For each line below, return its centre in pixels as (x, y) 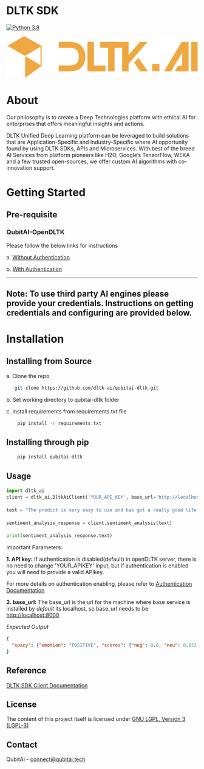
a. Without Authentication (38, 257)
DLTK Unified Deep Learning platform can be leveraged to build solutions (98, 135)
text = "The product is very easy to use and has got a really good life (102, 510)
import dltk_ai (25, 491)
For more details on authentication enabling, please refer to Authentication (99, 584)
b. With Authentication (34, 269)
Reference (26, 671)
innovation (19, 167)
